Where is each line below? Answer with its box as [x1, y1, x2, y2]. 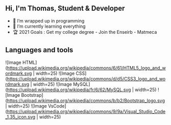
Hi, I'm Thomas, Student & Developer [5, 4, 125, 13]
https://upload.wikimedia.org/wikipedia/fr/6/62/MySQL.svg [7, 87, 131, 93]
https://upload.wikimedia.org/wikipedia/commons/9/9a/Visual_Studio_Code [7, 108, 166, 114]
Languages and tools [5, 46, 74, 54]
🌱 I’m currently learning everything [12, 23, 86, 29]
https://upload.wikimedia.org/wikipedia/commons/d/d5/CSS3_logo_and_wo [7, 75, 166, 81]
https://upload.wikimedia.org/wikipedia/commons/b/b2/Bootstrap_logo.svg [7, 97, 165, 103]
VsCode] [47, 102, 66, 109]
